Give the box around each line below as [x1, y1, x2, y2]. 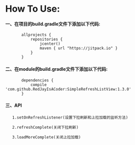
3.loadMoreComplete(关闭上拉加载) [12, 134, 81, 140]
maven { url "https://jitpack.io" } [39, 46, 118, 51]
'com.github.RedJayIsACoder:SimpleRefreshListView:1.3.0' [5, 86, 131, 92]
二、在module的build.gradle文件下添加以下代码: [5, 66, 108, 72]
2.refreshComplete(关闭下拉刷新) [12, 125, 79, 130]
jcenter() [39, 41, 60, 46]
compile [30, 82, 47, 87]
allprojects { [21, 33, 52, 38]
